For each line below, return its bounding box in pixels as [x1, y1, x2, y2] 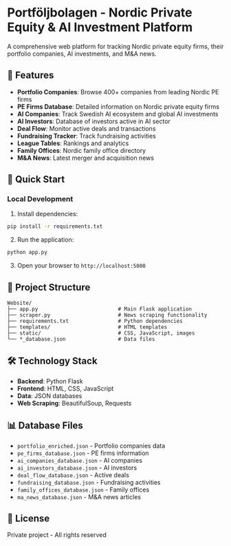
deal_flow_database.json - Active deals [16, 470, 129, 479]
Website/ [7, 300, 32, 306]
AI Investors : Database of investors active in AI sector [16, 117, 170, 125]
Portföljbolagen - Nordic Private [7, 5, 192, 21]
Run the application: [16, 235, 74, 244]
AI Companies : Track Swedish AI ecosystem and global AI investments [16, 109, 219, 118]
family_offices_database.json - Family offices [16, 485, 150, 494]
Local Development [7, 194, 74, 204]
